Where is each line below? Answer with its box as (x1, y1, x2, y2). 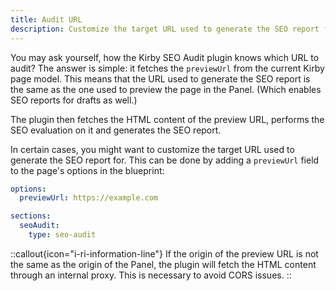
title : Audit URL (10, 14, 83, 25)
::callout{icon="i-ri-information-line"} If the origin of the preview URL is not (10, 247, 319, 260)
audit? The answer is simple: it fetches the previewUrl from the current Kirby (10, 62, 325, 74)
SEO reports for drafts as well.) (10, 94, 138, 106)
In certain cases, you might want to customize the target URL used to (10, 143, 295, 155)
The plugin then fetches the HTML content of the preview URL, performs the (10, 113, 325, 125)
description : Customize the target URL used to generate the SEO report (10, 24, 320, 34)
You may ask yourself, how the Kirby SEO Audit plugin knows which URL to (10, 51, 320, 63)
